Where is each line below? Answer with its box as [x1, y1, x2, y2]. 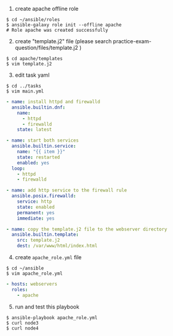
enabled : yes [17, 160, 50, 166]
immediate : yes [17, 215, 55, 221]
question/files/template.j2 [14, 44, 78, 51]
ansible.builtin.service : [11, 143, 77, 149]
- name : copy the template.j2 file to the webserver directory [6, 226, 168, 232]
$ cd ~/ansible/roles [6, 17, 60, 23]
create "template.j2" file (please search [14, 38, 112, 44]
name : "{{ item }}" [17, 149, 66, 155]
